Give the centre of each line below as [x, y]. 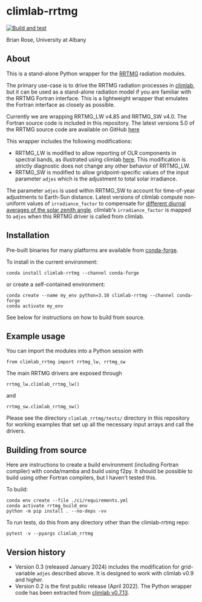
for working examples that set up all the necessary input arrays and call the [100, 425]
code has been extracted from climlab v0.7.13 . [72, 593]
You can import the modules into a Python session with [75, 351]
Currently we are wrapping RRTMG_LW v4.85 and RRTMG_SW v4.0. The [97, 116]
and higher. [29, 580]
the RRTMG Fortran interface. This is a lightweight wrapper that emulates [97, 98]
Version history [36, 552]
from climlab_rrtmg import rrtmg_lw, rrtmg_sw [66, 362]
